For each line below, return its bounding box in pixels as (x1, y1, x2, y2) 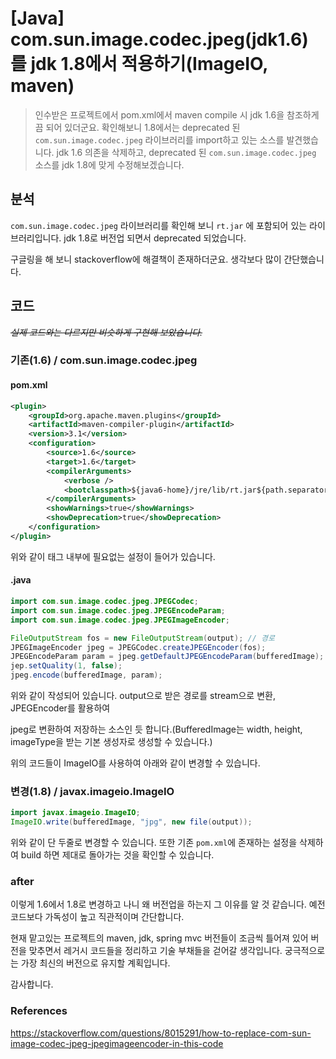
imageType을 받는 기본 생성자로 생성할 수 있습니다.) (10, 736, 213, 748)
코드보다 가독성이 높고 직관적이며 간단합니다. (10, 911, 185, 923)
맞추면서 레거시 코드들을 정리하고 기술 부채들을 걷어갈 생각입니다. (28, 945, 283, 957)
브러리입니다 (10, 232, 60, 244)
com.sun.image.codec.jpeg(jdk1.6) (10, 28, 309, 51)
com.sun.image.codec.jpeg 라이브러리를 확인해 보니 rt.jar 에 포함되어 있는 (10, 219, 308, 231)
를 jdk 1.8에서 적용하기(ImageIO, (10, 53, 268, 76)
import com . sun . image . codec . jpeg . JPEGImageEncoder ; (10, 615, 230, 625)
